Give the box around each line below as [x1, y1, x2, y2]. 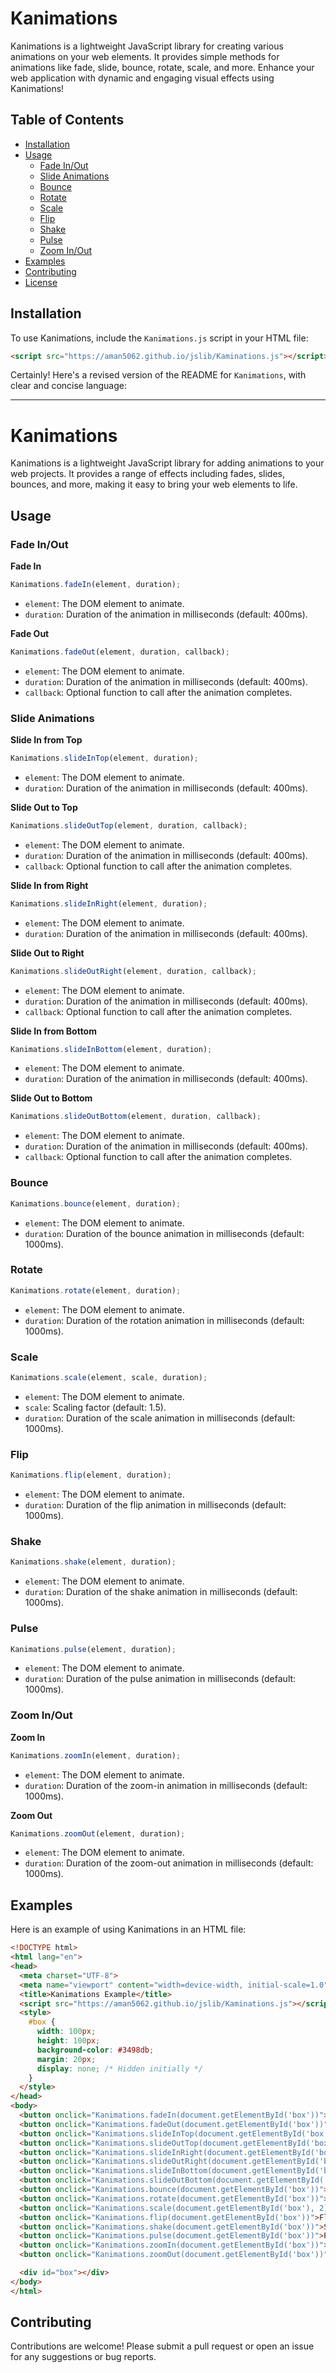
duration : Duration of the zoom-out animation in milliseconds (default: [24, 1857, 314, 1869]
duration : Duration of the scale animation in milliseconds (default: [24, 1412, 296, 1424]
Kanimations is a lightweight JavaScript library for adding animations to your [10, 457, 325, 469]
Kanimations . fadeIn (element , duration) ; [10, 580, 182, 590]
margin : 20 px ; [36, 2054, 97, 2064]
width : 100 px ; [36, 2027, 97, 2037]
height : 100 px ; [36, 2036, 101, 2046]
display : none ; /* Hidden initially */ [36, 2063, 203, 2074]
